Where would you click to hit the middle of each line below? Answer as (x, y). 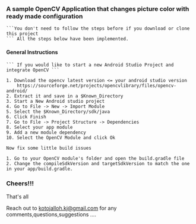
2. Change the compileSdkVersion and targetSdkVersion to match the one (98, 163)
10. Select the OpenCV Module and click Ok (61, 138)
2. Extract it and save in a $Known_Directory (65, 96)
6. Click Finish (26, 117)
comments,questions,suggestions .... (51, 214)
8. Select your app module (39, 127)
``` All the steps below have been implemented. (67, 39)
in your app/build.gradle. (39, 169)
